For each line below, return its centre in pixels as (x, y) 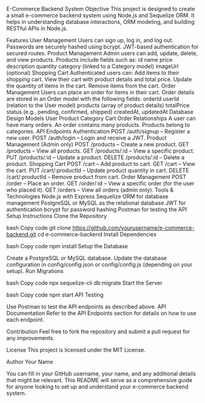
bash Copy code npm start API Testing (55, 295)
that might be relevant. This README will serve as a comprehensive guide (99, 380)
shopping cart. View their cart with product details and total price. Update (99, 79)
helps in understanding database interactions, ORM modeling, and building (100, 22)
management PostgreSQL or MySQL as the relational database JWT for (96, 203)
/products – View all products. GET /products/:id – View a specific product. (100, 151)
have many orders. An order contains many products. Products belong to (98, 125)
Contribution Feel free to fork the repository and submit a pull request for (98, 331)
